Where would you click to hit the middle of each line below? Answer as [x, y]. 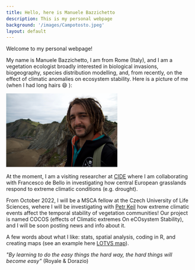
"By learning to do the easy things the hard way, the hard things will [89, 255]
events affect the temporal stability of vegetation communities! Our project [97, 213]
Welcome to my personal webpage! [49, 49]
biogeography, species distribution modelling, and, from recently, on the [94, 73]
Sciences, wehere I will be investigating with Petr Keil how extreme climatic [98, 207]
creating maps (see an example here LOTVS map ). [68, 243]
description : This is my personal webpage [59, 19]
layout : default [26, 31]
